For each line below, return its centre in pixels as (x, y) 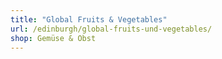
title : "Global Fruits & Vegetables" (89, 19)
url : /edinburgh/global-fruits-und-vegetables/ (111, 29)
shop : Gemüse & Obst (53, 38)
